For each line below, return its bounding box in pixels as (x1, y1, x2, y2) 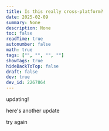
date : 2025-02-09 (6, 14, 49, 20)
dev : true (6, 74, 30, 80)
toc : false (6, 31, 33, 36)
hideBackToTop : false (6, 63, 59, 69)
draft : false (6, 69, 38, 75)
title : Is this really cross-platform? (6, 8, 104, 15)
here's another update (6, 107, 60, 114)
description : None (6, 25, 51, 31)
